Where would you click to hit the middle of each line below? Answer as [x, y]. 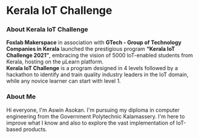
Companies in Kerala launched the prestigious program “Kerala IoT [91, 49]
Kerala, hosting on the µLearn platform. [55, 62]
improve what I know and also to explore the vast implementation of [91, 123]
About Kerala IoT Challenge [47, 30]
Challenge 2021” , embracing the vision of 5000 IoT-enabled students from [100, 56]
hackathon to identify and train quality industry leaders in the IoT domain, [97, 75]
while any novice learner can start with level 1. [64, 81]
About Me [21, 97]
